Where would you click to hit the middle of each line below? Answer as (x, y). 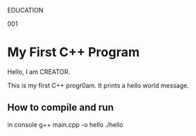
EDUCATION (25, 10)
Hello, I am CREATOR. (39, 72)
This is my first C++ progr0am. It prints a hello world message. (98, 85)
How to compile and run (61, 107)
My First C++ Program (73, 52)
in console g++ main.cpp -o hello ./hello (65, 124)
